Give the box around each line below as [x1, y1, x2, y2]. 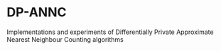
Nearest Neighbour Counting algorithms [6, 35, 124, 43]
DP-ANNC [6, 4, 67, 21]
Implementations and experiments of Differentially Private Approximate [6, 28, 214, 36]
